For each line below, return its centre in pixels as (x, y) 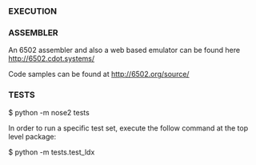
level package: (32, 136)
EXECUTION (33, 11)
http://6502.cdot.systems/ (52, 58)
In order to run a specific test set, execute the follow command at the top (128, 128)
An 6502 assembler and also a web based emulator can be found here (124, 50)
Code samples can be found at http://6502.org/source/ (99, 74)
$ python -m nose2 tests (49, 112)
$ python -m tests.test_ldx (52, 152)
